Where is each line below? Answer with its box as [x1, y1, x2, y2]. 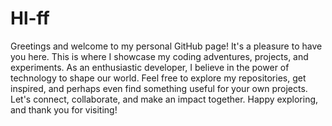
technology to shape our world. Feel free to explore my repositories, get [10, 72, 307, 84]
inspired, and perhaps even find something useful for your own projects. [10, 82, 308, 94]
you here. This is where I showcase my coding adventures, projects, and [10, 50, 309, 62]
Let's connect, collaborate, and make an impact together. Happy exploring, [10, 93, 319, 105]
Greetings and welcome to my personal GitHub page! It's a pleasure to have [10, 40, 323, 52]
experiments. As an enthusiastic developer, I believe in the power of [10, 61, 290, 73]
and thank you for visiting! [10, 103, 118, 116]
